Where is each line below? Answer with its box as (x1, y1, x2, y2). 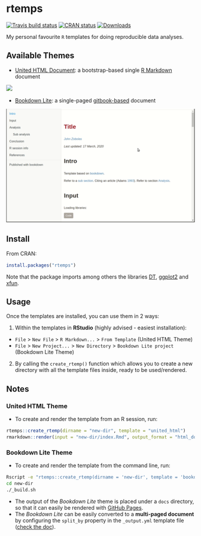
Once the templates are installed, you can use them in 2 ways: (6, 313, 160, 320)
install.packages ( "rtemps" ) (6, 262, 77, 268)
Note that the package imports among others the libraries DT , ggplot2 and (6, 273, 188, 280)
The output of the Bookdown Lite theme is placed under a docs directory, (14, 498, 194, 505)
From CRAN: (6, 250, 37, 257)
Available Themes (6, 50, 75, 61)
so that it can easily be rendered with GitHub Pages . (14, 504, 144, 511)
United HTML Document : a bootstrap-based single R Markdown (14, 66, 172, 74)
